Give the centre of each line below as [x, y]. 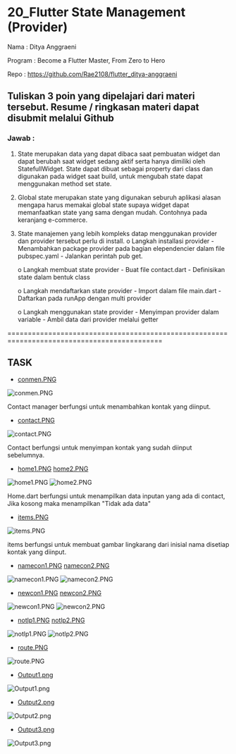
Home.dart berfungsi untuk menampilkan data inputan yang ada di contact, [116, 496]
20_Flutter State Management [97, 12]
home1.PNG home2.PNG [53, 469]
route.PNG [33, 648]
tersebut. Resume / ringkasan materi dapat [103, 107]
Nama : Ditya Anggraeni [42, 47]
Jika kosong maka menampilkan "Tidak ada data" [79, 504]
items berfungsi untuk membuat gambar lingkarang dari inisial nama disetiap [118, 545]
